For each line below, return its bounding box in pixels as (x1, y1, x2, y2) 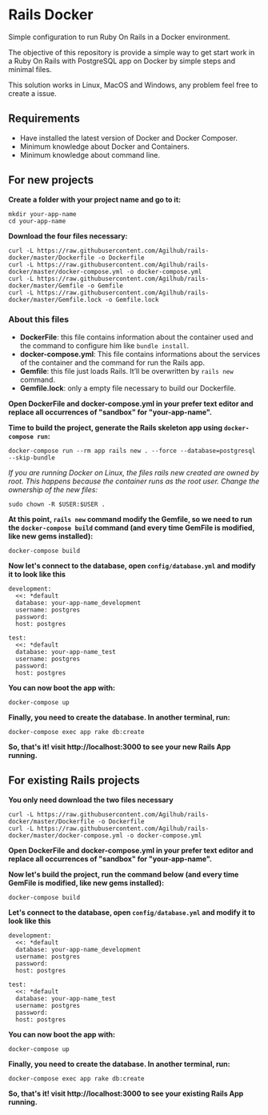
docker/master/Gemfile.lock (8, 295, 102, 303)
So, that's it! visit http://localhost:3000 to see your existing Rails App (8, 1089, 244, 1098)
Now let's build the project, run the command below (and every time (8, 869, 239, 879)
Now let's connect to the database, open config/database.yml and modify (8, 560, 256, 570)
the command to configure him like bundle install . (19, 340, 190, 350)
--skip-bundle (8, 454, 56, 462)
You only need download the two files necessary (8, 795, 174, 804)
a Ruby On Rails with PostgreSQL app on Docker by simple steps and (8, 56, 236, 66)
